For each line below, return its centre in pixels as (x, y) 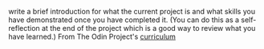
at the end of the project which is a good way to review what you (148, 28)
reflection (24, 28)
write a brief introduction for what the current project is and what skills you (132, 11)
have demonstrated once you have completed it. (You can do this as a (124, 20)
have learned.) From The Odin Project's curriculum (92, 36)
